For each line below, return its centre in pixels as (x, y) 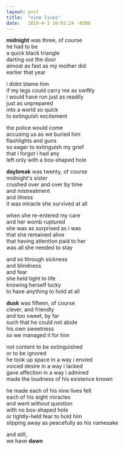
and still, (17, 434)
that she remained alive (35, 235)
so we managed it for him (38, 335)
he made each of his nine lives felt (49, 391)
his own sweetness (30, 329)
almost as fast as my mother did (46, 66)
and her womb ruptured (36, 222)
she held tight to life (31, 279)
